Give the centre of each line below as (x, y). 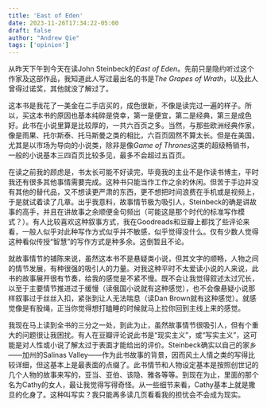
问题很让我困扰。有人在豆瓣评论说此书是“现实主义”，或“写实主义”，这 (136, 335)
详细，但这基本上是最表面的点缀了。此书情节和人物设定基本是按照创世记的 (137, 365)
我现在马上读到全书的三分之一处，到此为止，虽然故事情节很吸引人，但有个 (130, 325)
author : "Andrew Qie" (44, 38)
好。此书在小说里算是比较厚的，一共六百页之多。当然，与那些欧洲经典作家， (133, 126)
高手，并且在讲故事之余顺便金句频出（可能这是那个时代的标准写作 (130, 212)
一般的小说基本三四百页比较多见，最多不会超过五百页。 (99, 155)
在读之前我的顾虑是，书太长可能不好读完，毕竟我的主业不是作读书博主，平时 (133, 172)
